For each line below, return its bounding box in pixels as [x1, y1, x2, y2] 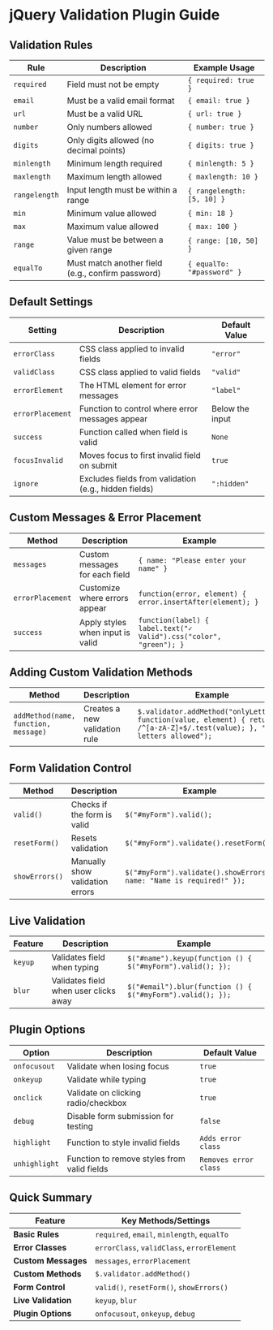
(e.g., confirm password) [66, 268, 161, 279]
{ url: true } [187, 110, 242, 119]
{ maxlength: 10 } [187, 172, 258, 181]
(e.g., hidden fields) [79, 483, 154, 494]
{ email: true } [187, 96, 250, 105]
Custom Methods [13, 1268, 82, 1280]
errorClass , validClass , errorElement [95, 1241, 237, 1253]
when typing [51, 962, 100, 974]
